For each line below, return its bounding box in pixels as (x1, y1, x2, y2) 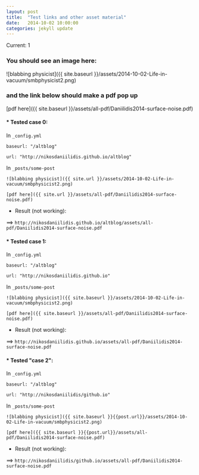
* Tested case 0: (6, 119, 48, 126)
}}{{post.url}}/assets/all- (78, 430, 148, 436)
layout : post (6, 8, 39, 15)
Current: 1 (6, 42, 30, 49)
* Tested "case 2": (6, 356, 54, 364)
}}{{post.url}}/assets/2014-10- (107, 414, 188, 420)
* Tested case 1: (6, 237, 46, 245)
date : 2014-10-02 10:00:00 (6, 20, 79, 26)
